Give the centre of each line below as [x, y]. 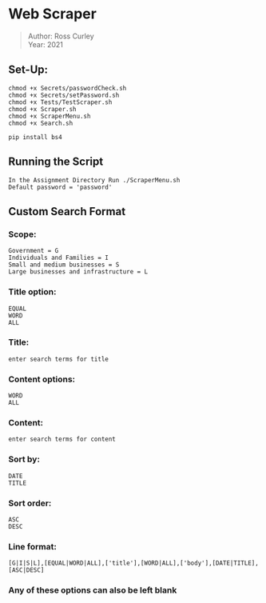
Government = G [34, 251]
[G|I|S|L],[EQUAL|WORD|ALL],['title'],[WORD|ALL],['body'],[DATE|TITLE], [134, 563]
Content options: [42, 379]
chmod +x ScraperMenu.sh [50, 116]
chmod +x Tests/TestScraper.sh [60, 102]
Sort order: [30, 503]
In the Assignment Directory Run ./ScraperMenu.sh [94, 180]
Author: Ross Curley [61, 36]
